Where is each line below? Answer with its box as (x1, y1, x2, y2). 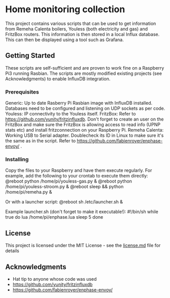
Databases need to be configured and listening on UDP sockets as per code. (5, 105, 165, 111)
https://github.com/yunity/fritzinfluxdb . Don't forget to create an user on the (5, 116, 164, 123)
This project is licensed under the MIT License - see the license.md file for (5, 243, 161, 249)
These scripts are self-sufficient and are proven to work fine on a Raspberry (5, 65, 164, 71)
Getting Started (5, 51, 55, 60)
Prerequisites (5, 88, 39, 95)
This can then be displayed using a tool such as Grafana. (5, 37, 124, 43)
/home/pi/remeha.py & (5, 189, 52, 195)
